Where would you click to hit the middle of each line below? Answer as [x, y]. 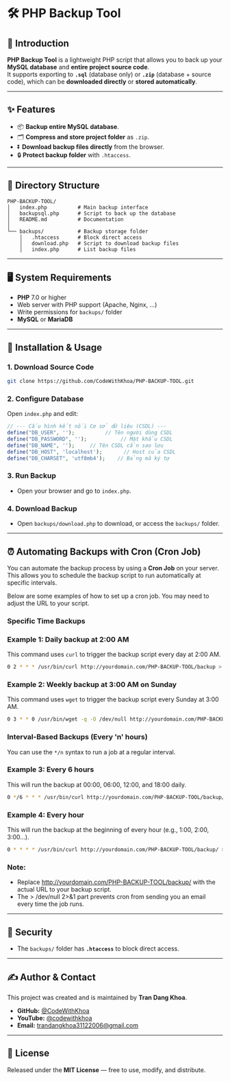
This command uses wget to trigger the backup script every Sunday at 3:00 [113, 699]
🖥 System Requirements [59, 278]
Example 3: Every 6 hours [51, 769]
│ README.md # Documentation [66, 219]
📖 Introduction [38, 43]
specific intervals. [32, 582]
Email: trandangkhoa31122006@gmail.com [78, 1025]
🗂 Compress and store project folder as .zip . [83, 137]
